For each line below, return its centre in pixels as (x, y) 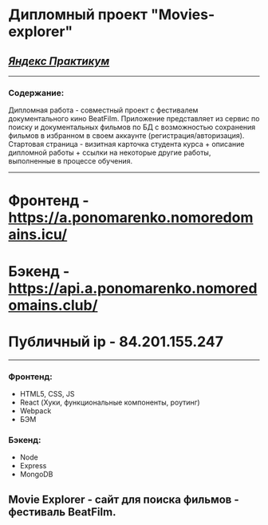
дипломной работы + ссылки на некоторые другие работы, (110, 152)
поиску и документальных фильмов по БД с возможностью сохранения (132, 127)
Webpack (35, 411)
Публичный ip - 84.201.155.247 (116, 341)
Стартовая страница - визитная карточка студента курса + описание (126, 144)
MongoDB (36, 474)
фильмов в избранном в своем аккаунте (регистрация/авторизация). (126, 136)
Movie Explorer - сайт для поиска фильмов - (124, 499)
